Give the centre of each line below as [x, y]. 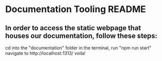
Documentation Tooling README [76, 9]
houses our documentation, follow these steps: [82, 36]
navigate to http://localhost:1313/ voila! [46, 53]
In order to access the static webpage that [73, 28]
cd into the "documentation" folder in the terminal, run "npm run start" [78, 48]
